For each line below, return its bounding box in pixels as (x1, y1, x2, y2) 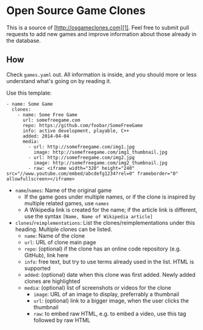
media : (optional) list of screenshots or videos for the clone (24, 284, 172, 291)
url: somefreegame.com (22, 117, 80, 123)
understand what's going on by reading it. (6, 77, 112, 84)
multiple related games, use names (24, 199, 110, 207)
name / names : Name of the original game (15, 186, 112, 194)
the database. (6, 37, 41, 44)
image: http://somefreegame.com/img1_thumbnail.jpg (33, 149, 168, 155)
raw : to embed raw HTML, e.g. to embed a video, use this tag (33, 310, 187, 317)
